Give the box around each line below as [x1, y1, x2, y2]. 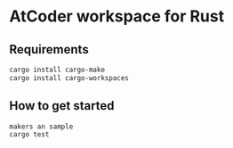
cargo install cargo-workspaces [9, 73, 129, 82]
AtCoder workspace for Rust [9, 6, 225, 27]
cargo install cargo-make [9, 65, 105, 74]
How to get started [9, 98, 115, 113]
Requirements [9, 42, 89, 57]
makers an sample [9, 122, 74, 131]
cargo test [9, 130, 50, 139]
